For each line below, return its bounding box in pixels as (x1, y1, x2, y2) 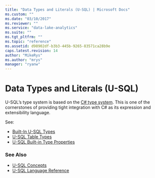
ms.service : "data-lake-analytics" (5, 25, 78, 30)
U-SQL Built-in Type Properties (12, 139, 75, 145)
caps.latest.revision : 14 (5, 48, 58, 53)
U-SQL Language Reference (12, 168, 69, 174)
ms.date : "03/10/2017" (5, 16, 51, 21)
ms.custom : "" (5, 12, 34, 17)
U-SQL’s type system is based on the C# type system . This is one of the (5, 99, 150, 105)
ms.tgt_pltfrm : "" (5, 35, 43, 40)
